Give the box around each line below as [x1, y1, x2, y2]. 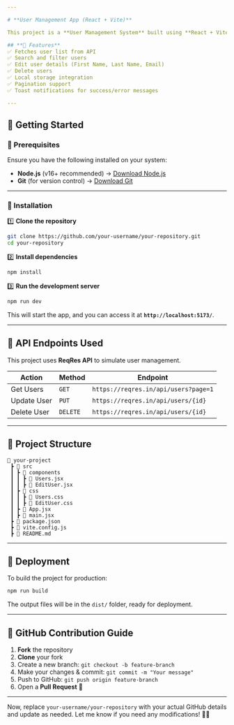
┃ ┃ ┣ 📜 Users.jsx [10, 475, 64, 482]
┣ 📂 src [10, 462, 33, 470]
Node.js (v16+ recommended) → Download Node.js [17, 169, 166, 178]
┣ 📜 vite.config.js [10, 524, 68, 531]
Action [19, 372, 43, 382]
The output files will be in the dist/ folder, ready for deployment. [7, 600, 193, 608]
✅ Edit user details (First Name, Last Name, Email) [7, 61, 165, 68]
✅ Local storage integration [7, 74, 93, 81]
